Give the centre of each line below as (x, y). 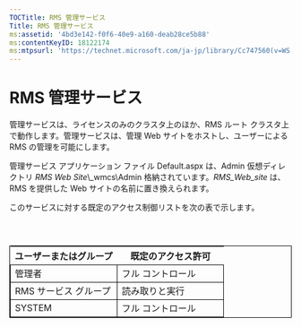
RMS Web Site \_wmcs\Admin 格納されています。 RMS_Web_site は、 (160, 177)
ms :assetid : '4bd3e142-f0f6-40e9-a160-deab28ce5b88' (110, 34)
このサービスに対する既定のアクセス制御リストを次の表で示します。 (134, 208)
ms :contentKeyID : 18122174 (60, 43)
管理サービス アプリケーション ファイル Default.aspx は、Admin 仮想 (136, 166)
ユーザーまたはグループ (64, 256)
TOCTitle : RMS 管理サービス (57, 17)
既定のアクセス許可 (171, 256)
